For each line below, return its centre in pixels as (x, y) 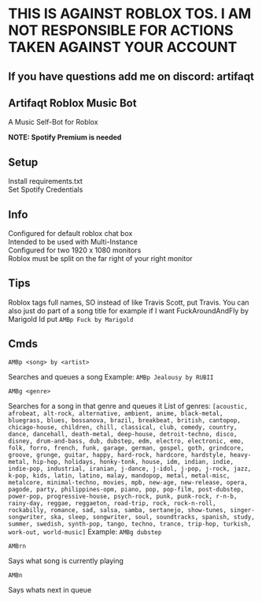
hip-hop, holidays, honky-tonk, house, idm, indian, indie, (133, 462)
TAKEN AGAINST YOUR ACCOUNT (123, 47)
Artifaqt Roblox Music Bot (72, 103)
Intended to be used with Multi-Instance (73, 242)
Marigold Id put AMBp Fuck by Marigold (71, 319)
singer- (243, 510)
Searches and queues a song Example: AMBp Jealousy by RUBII (111, 376)
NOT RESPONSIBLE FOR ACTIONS (121, 30)
